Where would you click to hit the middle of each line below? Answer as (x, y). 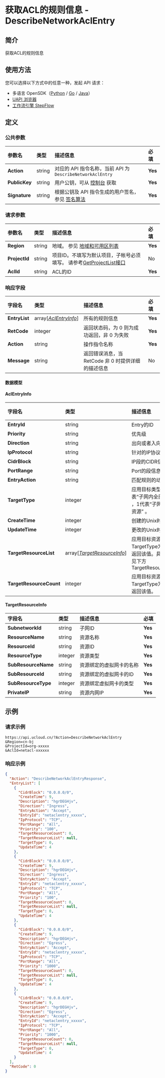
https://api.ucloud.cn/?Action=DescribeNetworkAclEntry (63, 737)
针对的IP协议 (146, 452)
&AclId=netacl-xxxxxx (27, 750)
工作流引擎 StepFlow (33, 105)
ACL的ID (62, 272)
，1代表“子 (144, 504)
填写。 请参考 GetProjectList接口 (89, 262)
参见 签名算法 (70, 199)
